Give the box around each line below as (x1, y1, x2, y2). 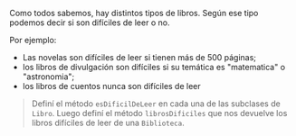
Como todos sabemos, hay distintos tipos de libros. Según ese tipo (9, 8, 259, 18)
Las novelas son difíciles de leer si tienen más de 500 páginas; (22, 52, 256, 62)
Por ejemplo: (9, 35, 57, 45)
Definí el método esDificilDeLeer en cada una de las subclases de (31, 98, 281, 109)
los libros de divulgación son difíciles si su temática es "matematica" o (22, 62, 286, 72)
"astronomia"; (22, 71, 75, 82)
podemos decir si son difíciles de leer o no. (9, 17, 170, 28)
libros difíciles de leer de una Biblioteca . (31, 117, 185, 128)
